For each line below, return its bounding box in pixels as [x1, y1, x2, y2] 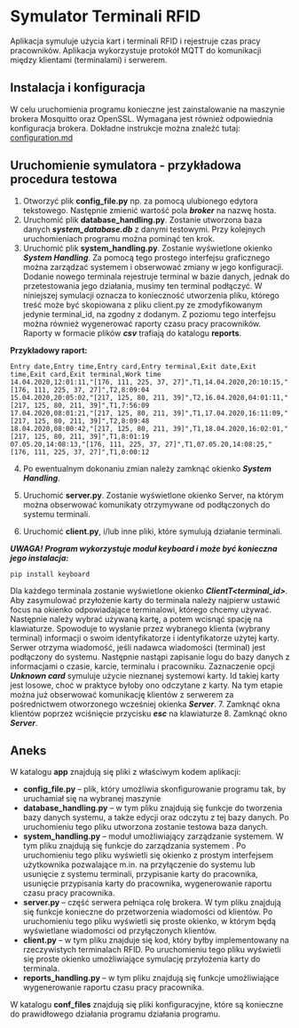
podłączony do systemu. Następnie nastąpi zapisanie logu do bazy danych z [10, 651, 290, 662]
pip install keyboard [10, 570, 90, 578]
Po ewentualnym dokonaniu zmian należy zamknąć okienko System [22, 463, 271, 474]
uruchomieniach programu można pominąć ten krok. [22, 233, 216, 243]
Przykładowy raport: [10, 345, 88, 355]
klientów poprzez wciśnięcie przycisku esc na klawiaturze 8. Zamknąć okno [10, 708, 287, 719]
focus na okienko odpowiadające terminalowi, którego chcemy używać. [10, 604, 272, 615]
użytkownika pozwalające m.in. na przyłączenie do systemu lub [22, 859, 256, 870]
